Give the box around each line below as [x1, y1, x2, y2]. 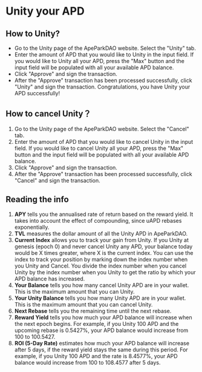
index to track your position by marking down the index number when [14, 255, 188, 263]
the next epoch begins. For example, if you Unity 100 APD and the [14, 320, 179, 327]
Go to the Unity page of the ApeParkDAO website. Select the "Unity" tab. [14, 44, 196, 52]
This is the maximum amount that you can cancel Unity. [14, 300, 153, 308]
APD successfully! [14, 90, 60, 96]
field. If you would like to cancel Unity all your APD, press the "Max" [14, 144, 184, 152]
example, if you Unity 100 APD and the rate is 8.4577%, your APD [14, 352, 178, 359]
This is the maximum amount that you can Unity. [14, 288, 135, 295]
